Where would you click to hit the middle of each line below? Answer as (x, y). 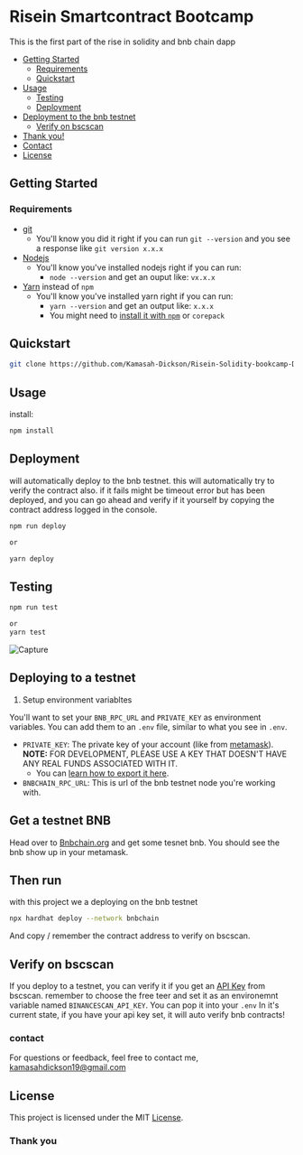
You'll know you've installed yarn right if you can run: (134, 296)
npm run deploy (38, 526)
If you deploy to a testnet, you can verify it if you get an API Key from (138, 986)
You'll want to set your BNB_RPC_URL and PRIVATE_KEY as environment (135, 717)
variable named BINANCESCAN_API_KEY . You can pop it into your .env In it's (144, 1005)
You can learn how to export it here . (102, 773)
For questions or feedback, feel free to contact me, (104, 1057)
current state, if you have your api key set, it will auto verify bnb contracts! (147, 1015)
